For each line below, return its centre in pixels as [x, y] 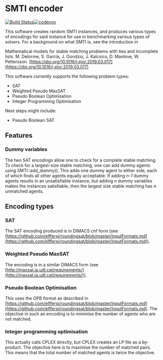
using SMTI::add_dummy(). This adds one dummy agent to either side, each [81, 170]
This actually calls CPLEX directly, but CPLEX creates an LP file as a [73, 342]
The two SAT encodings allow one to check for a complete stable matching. [81, 160]
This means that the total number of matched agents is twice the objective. [80, 353]
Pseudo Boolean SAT [33, 120]
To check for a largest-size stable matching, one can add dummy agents [78, 165]
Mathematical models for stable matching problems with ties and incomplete [81, 51]
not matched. [18, 319]
